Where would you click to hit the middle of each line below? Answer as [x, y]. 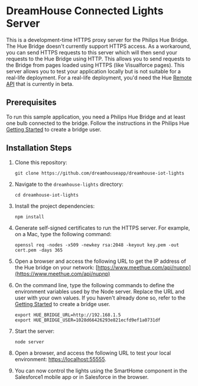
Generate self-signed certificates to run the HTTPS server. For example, [102, 228]
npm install [29, 217]
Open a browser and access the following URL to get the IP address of [100, 261]
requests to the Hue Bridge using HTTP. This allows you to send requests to [98, 59]
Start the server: [35, 331]
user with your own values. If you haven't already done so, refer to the [100, 298]
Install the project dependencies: [55, 206]
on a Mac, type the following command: [63, 234]
